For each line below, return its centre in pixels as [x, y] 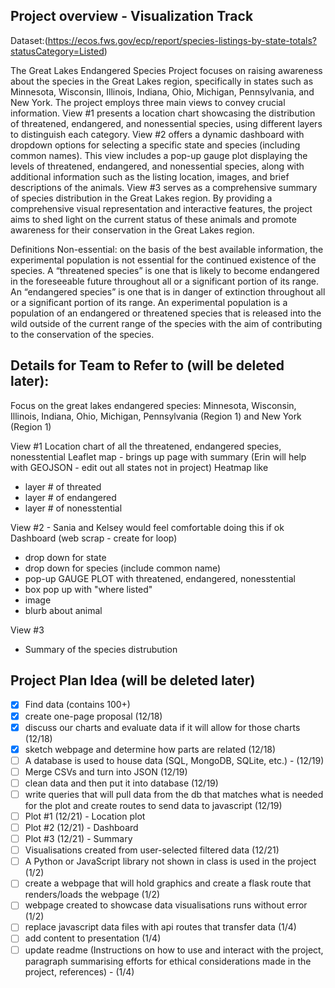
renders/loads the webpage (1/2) [92, 895]
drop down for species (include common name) [123, 568]
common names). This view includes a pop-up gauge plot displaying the [159, 155]
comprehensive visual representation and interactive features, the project [161, 208]
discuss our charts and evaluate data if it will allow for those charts [162, 727]
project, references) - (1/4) [79, 971]
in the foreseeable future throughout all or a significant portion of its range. [165, 281]
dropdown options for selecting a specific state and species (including [155, 145]
